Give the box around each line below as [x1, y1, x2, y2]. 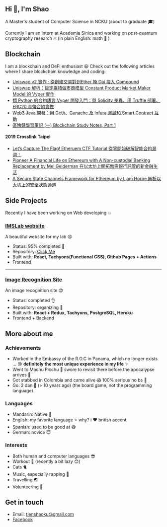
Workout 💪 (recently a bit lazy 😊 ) [12, 458, 81, 464]
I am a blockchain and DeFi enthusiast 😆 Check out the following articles [5, 63, 155, 69]
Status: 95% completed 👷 [12, 243, 65, 249]
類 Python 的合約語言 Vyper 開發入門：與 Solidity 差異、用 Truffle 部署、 [12, 97, 161, 103]
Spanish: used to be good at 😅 [12, 424, 76, 430]
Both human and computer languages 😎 [12, 453, 95, 459]
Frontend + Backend [12, 315, 55, 321]
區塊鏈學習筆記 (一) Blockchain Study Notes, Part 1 [12, 122, 116, 128]
